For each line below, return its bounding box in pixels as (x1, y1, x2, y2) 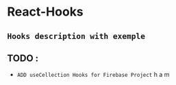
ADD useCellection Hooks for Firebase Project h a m (16, 71, 170, 79)
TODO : (7, 52, 39, 64)
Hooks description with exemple (7, 31, 146, 41)
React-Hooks (7, 4, 84, 20)
